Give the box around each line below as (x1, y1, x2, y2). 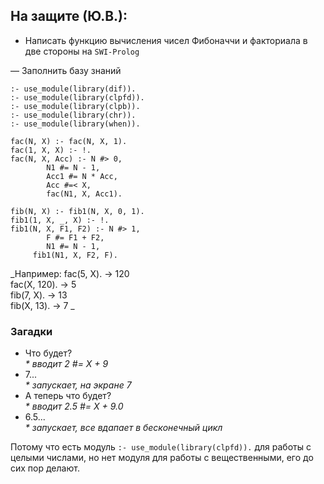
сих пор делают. (10, 462, 80, 474)
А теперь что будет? (24, 390, 112, 402)
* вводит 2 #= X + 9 (24, 358, 109, 370)
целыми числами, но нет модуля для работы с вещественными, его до (10, 452, 314, 464)
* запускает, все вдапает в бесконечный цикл (24, 422, 223, 434)
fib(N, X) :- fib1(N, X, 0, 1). (10, 206, 145, 216)
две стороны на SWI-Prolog (24, 45, 140, 57)
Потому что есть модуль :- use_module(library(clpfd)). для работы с (10, 441, 312, 453)
